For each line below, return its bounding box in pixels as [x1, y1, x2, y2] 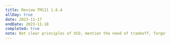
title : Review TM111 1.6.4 [5, 7, 63, 13]
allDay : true [5, 12, 33, 17]
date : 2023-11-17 [5, 17, 42, 22]
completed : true [5, 26, 40, 31]
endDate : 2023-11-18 [5, 21, 49, 27]
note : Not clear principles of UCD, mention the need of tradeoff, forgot [5, 31, 167, 36]
